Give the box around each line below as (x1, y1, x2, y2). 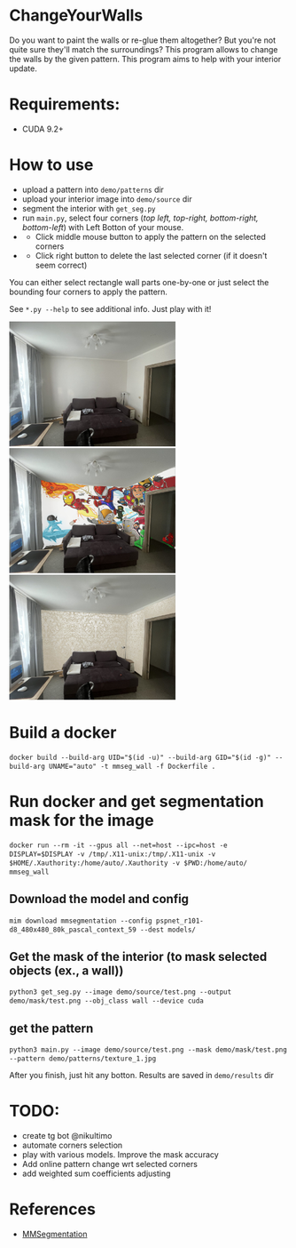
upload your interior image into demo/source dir (21, 193, 192, 204)
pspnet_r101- (155, 916, 204, 925)
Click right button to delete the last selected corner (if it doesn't (35, 250, 268, 260)
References (9, 1199, 96, 1220)
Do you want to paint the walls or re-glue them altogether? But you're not (9, 35, 277, 45)
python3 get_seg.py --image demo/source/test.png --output (9, 988, 232, 996)
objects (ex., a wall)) (9, 963, 124, 978)
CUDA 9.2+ (21, 124, 64, 134)
